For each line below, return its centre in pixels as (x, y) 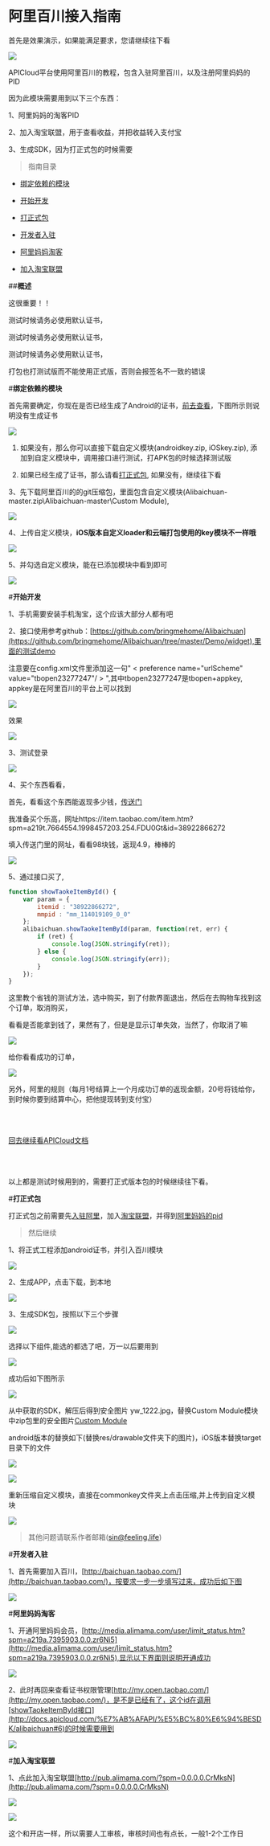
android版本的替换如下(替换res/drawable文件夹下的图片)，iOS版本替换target (135, 1438)
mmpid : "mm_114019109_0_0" (84, 914)
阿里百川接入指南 (65, 16)
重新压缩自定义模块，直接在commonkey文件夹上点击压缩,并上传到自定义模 (132, 1495)
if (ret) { (55, 937)
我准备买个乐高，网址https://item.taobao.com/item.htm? (101, 819)
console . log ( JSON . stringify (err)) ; (111, 959)
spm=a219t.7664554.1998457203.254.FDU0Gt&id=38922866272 (117, 828)
